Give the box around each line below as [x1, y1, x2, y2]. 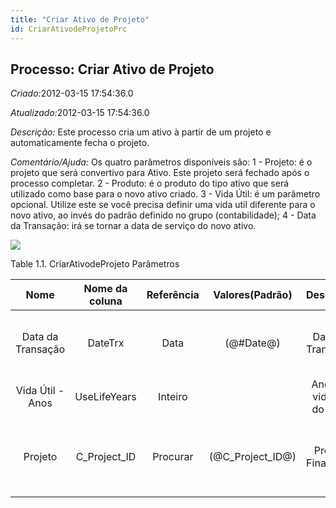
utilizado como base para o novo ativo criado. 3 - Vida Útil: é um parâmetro [10, 188, 321, 200]
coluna [89, 294, 123, 308]
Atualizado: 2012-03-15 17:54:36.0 [10, 107, 150, 119]
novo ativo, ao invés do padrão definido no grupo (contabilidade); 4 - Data [10, 209, 317, 221]
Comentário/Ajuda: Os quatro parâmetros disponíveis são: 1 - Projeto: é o [10, 156, 313, 168]
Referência [146, 288, 200, 302]
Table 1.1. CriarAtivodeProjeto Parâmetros [10, 258, 180, 270]
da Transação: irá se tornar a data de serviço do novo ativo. [10, 220, 257, 232]
